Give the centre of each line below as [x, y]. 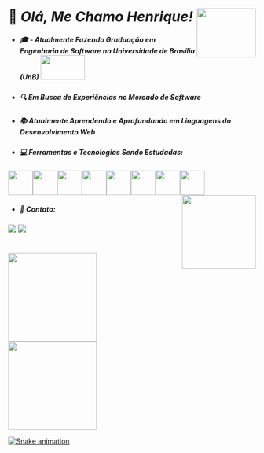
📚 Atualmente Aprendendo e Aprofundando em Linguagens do [125, 120]
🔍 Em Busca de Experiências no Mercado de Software [110, 98]
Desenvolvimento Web [57, 132]
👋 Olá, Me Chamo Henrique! [101, 17]
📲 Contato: [38, 209]
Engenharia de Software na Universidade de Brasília [107, 50]
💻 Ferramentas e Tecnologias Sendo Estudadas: [101, 152]
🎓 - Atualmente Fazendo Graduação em [88, 39]
